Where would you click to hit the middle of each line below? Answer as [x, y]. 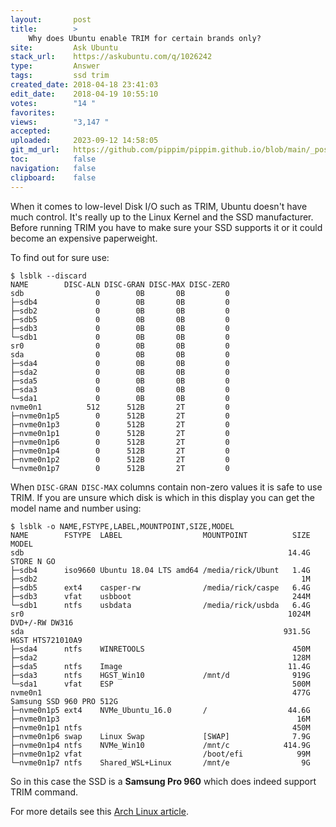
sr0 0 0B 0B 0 [120, 346]
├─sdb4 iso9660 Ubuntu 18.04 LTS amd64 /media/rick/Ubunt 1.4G [160, 570]
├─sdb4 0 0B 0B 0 [120, 302]
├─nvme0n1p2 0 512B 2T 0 [120, 459]
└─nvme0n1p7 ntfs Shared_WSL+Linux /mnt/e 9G [160, 762]
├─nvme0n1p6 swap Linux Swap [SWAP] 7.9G [160, 736]
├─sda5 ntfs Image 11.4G [160, 666]
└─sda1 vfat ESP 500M [160, 684]
